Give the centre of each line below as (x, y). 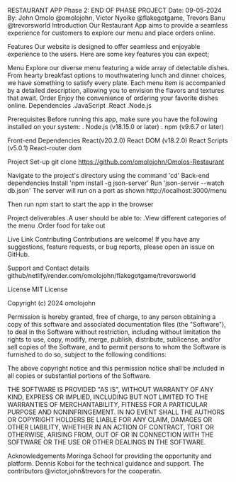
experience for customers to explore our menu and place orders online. (112, 33)
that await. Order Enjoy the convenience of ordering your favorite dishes (113, 98)
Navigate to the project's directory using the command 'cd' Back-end (108, 175)
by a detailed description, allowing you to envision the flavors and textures (116, 90)
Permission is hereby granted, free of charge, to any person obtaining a (112, 317)
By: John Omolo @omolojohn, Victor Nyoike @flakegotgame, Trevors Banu (116, 18)
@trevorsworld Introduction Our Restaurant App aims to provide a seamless (118, 25)
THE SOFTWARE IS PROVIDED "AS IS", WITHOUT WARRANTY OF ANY (111, 389)
